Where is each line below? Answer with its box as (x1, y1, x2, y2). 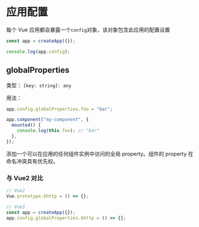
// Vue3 (6, 204, 26, 210)
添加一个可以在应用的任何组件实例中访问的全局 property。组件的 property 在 (6, 150, 194, 157)
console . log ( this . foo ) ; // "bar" (17, 128, 100, 134)
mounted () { (11, 122, 42, 128)
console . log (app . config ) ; (6, 49, 70, 55)
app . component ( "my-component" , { (6, 117, 89, 123)
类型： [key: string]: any (6, 81, 71, 89)
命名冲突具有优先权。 (6, 158, 58, 165)
